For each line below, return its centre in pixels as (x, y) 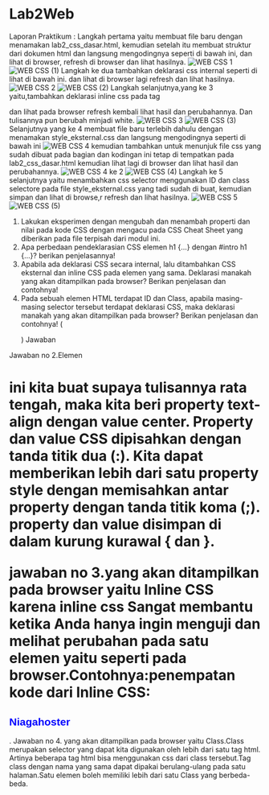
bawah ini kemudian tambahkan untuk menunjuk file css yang (135, 146)
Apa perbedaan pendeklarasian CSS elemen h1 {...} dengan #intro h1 (134, 247)
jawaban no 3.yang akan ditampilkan (134, 573)
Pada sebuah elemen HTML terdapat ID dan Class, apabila (117, 298)
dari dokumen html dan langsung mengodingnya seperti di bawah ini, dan (130, 53)
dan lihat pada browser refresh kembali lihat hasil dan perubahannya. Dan (131, 111)
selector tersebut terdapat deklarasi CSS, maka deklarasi (141, 307)
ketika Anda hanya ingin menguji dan (135, 624)
